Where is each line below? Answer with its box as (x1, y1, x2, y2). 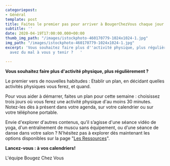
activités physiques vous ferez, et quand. (5, 83, 91, 89)
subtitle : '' (5, 26, 33, 31)
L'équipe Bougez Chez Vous (5, 155, 64, 161)
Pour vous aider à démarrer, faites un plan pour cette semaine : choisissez (5, 93, 160, 99)
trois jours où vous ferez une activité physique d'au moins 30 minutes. (5, 98, 152, 104)
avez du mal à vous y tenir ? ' (10, 50, 82, 55)
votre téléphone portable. (5, 109, 58, 115)
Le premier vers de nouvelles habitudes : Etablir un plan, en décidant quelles (5, 78, 164, 84)
